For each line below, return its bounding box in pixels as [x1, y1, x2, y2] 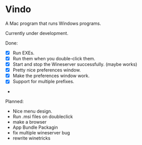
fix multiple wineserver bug [12, 130, 70, 136]
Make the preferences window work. [12, 72, 90, 79]
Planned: [5, 98, 24, 104]
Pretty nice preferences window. [12, 67, 81, 73]
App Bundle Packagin [12, 124, 58, 130]
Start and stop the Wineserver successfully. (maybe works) [12, 61, 137, 67]
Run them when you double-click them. [12, 56, 96, 61]
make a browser [12, 119, 47, 125]
